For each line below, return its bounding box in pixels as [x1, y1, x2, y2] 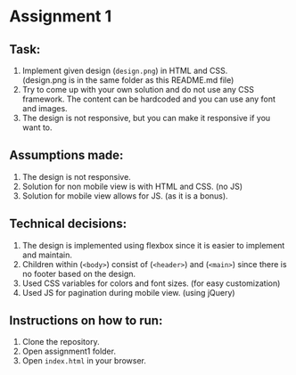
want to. [21, 122, 53, 133]
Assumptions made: [9, 148, 124, 163]
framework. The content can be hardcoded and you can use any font [21, 94, 276, 104]
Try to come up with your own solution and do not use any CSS [21, 85, 255, 94]
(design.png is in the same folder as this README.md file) [21, 75, 234, 86]
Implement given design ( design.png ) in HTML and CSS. [21, 65, 228, 76]
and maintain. [21, 249, 73, 260]
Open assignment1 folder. [21, 346, 116, 357]
